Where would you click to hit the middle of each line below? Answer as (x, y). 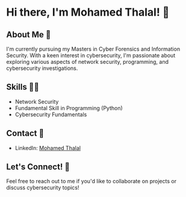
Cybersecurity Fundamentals (51, 114)
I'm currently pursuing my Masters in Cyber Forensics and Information (93, 49)
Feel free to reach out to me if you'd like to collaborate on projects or (91, 181)
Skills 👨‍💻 (23, 87)
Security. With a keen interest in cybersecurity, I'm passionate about (91, 55)
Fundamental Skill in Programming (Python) (69, 108)
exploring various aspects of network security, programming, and (87, 62)
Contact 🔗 (25, 133)
